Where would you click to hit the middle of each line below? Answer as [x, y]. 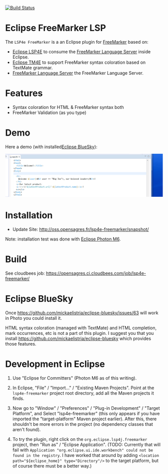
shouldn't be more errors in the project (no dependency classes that [83, 424]
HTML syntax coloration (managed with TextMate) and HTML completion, [81, 328]
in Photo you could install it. [34, 318]
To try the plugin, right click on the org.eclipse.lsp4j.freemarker [80, 439]
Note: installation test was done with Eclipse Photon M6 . [63, 239]
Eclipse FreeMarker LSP [56, 28]
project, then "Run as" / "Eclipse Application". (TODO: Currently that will [86, 444]
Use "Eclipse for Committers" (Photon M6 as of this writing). [74, 378]
